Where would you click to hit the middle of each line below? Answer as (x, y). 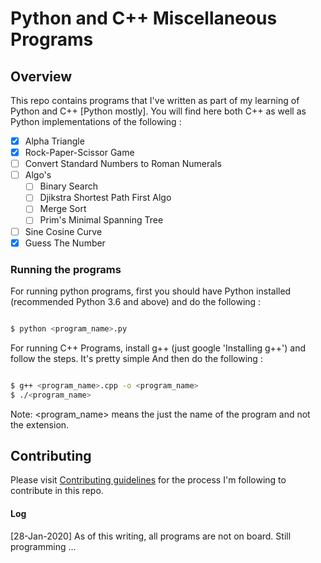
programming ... (43, 546)
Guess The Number (65, 243)
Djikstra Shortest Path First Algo (105, 198)
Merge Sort (63, 209)
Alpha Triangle (54, 141)
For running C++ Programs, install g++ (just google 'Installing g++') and (158, 348)
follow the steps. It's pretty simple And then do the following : (136, 358)
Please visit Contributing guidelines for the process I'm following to (148, 480)
